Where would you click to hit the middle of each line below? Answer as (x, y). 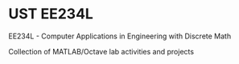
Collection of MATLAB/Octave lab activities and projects (101, 51)
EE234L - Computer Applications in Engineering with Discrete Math (120, 36)
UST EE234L (51, 14)
